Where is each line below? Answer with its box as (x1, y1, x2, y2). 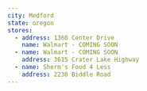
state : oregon (7, 19, 55, 27)
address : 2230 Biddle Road (21, 70, 111, 78)
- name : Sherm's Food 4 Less (14, 63, 111, 71)
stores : (7, 26, 33, 34)
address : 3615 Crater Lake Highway (21, 56, 140, 64)
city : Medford (7, 11, 55, 20)
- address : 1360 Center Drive (14, 33, 114, 42)
